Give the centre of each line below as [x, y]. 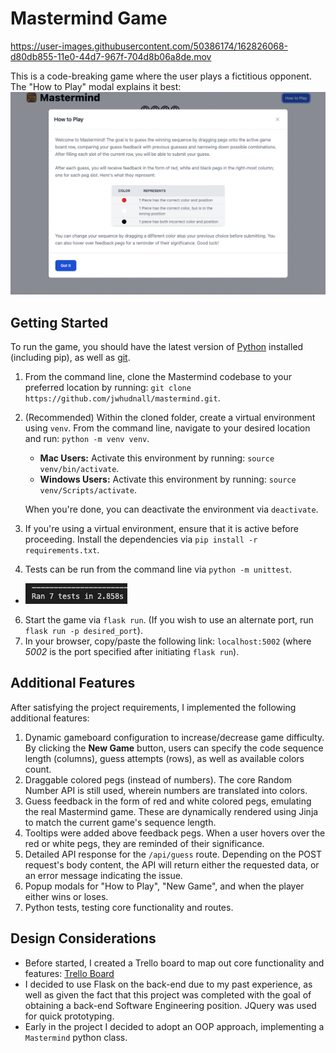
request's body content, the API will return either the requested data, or [172, 864]
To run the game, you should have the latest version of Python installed [157, 347]
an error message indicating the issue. [103, 875]
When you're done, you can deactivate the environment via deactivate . [171, 509]
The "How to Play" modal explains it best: [96, 86]
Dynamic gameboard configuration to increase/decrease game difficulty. [174, 737]
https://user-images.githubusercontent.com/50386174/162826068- [149, 46]
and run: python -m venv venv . [87, 439]
